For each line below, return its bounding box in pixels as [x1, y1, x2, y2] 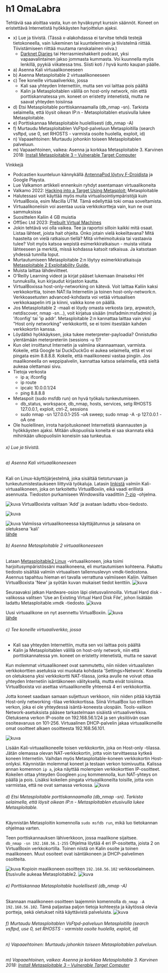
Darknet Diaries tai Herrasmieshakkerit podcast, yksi [20, 51, 129, 57]
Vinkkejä [5, 162, 23, 168]
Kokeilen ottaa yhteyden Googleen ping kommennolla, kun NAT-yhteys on [5, 771, 157, 778]
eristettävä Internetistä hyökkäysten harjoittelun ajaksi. [5, 25, 118, 31]
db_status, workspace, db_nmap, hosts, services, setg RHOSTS [20, 400, 152, 406]
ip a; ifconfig [20, 374, 46, 380]
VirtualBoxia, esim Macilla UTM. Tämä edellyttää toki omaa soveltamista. [12, 198, 162, 204]
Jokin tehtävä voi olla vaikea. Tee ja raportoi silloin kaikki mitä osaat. [12, 224, 153, 231]
